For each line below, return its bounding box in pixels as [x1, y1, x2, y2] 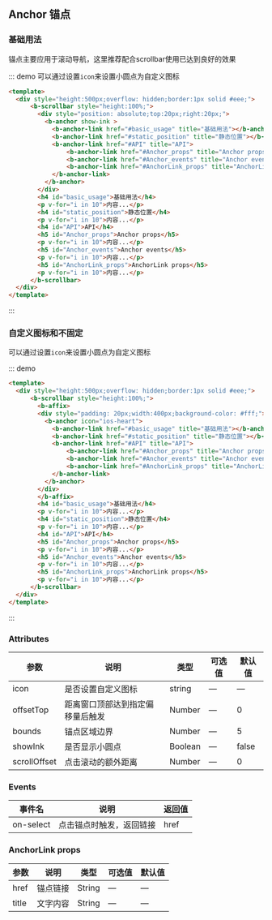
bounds [12, 725, 42, 737]
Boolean [169, 741, 201, 752]
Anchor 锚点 [8, 7, 71, 22]
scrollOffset [12, 756, 57, 767]
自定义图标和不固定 [8, 328, 83, 339]
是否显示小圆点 [64, 742, 121, 753]
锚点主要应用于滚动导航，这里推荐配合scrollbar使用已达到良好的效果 [8, 54, 236, 63]
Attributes [8, 633, 49, 644]
